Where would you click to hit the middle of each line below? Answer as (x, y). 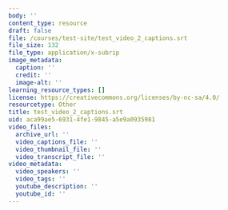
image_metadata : (35, 61)
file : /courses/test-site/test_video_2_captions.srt (98, 38)
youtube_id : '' (41, 194)
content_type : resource (48, 23)
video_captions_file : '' (57, 142)
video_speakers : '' (48, 172)
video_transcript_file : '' (60, 157)
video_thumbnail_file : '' (59, 149)
